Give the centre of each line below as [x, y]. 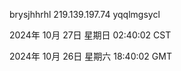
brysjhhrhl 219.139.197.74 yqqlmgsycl [85, 14]
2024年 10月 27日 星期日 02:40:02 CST [90, 35]
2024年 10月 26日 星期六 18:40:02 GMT [90, 56]
